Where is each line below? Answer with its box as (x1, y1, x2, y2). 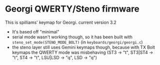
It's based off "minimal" (12, 29, 60, 34)
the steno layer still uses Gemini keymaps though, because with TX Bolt (12, 44, 155, 50)
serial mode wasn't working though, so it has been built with (12, 34, 132, 40)
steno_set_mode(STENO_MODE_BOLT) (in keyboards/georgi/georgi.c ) (12, 39, 143, 45)
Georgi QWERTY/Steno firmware (5, 3, 140, 15)
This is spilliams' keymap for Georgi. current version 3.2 (5, 19, 117, 25)
